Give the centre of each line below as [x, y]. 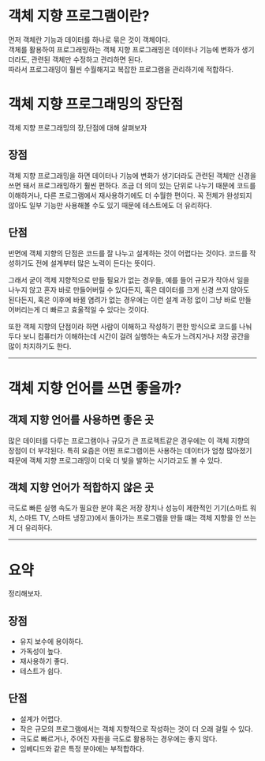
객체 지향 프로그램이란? [79, 16]
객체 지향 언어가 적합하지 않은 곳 [81, 487]
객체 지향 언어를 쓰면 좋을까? [95, 388]
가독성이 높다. [41, 651]
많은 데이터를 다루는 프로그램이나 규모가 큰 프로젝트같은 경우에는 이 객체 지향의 [129, 441]
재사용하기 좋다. [44, 661]
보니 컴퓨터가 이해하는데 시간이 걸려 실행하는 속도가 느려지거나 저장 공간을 [136, 336]
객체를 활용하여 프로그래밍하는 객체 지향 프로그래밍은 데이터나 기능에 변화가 [124, 49]
